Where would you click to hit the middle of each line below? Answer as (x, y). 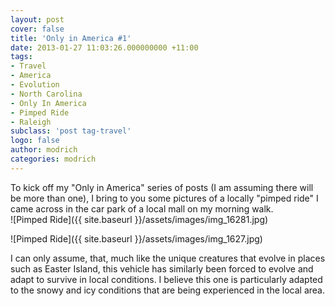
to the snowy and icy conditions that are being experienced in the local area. (167, 290)
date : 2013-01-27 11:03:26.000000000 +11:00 (104, 47)
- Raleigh (31, 122)
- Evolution (35, 85)
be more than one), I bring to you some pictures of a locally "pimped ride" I (164, 198)
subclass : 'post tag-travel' (71, 131)
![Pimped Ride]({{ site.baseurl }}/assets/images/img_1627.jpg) (136, 238)
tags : (21, 57)
